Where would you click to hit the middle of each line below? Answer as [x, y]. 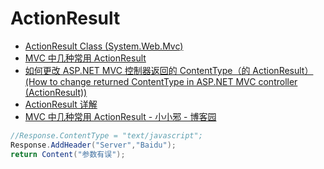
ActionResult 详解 [61, 104]
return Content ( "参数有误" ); [68, 154]
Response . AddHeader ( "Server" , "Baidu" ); [93, 145]
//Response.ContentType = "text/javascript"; [106, 135]
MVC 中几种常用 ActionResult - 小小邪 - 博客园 [120, 116]
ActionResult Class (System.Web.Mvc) [104, 46]
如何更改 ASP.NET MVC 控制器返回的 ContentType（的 [137, 70]
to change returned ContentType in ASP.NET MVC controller [173, 81]
